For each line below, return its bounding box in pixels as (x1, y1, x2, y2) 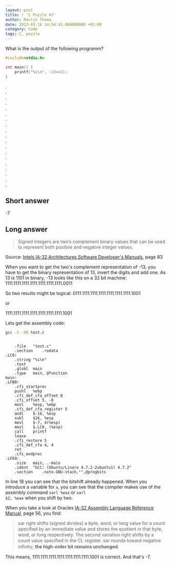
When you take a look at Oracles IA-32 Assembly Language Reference (5, 505, 154, 511)
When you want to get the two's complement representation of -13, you (5, 264, 156, 270)
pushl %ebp (14, 388, 42, 394)
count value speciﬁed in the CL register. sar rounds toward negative (17, 537, 161, 543)
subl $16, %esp (14, 416, 54, 421)
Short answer (5, 196, 50, 205)
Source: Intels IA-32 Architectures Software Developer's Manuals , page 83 (5, 254, 163, 260)
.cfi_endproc (14, 452, 42, 457)
